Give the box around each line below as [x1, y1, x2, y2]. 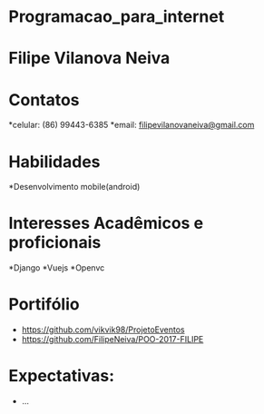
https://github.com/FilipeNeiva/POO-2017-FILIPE [21, 334, 204, 345]
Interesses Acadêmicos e [8, 213, 204, 233]
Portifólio [8, 294, 80, 315]
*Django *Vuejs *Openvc [8, 262, 105, 273]
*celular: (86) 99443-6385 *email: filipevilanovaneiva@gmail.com [8, 120, 255, 131]
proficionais [8, 232, 102, 253]
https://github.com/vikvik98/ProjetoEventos [21, 324, 185, 335]
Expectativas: [8, 366, 115, 387]
